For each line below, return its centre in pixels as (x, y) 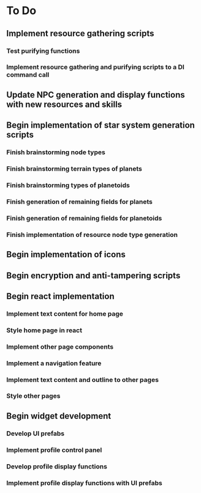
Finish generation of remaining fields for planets (80, 201)
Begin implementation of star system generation (100, 126)
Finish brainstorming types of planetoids (68, 185)
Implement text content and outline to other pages (83, 379)
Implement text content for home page (65, 314)
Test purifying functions (43, 51)
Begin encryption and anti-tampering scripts (93, 275)
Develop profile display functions (57, 466)
